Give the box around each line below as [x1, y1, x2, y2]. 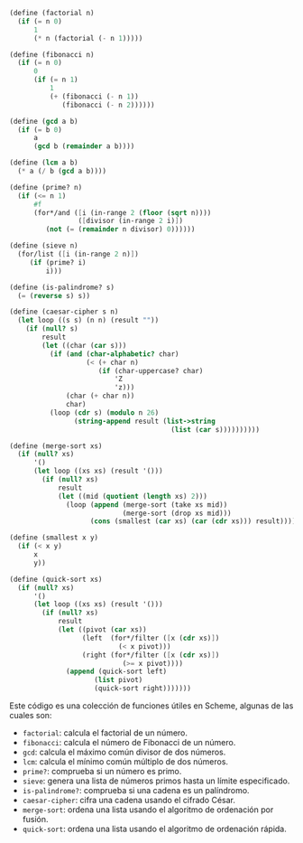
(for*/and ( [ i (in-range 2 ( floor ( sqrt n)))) [32, 208, 212, 217]
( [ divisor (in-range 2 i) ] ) [78, 217, 183, 226]
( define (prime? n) [9, 183, 83, 192]
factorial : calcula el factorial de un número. [22, 727, 188, 738]
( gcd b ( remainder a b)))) [32, 142, 135, 151]
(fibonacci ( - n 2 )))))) [61, 100, 155, 109]
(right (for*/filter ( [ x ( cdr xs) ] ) [81, 651, 220, 660]
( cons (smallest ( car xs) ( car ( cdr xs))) [89, 517, 252, 526]
